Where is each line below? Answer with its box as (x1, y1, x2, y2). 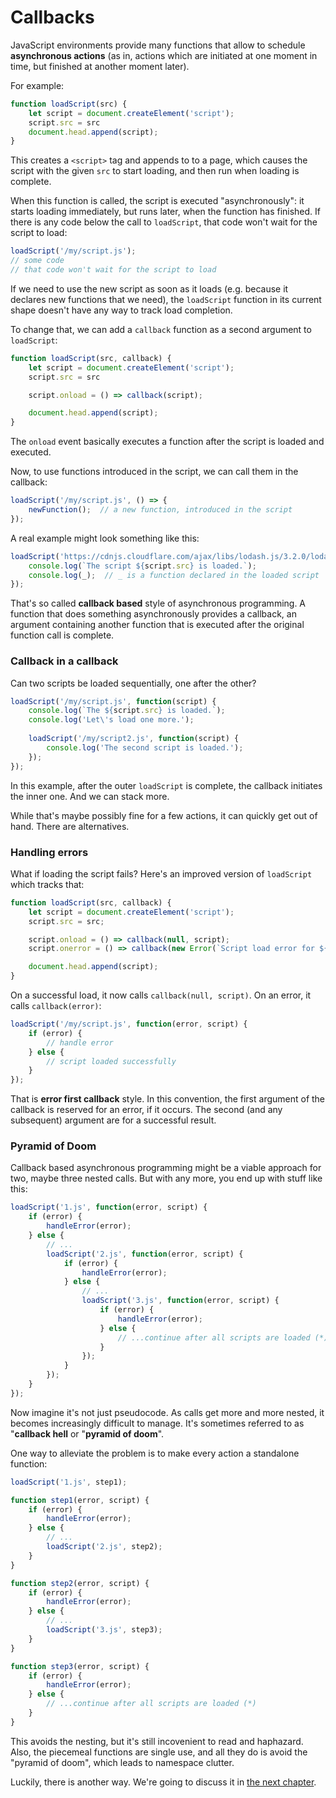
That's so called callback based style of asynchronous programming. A (10, 597, 307, 610)
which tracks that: (10, 878, 85, 890)
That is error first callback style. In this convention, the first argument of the (10, 1093, 326, 1105)
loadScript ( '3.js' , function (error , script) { (81, 1296, 280, 1306)
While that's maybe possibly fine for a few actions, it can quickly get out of (10, 809, 318, 821)
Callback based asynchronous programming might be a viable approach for (10, 1162, 322, 1174)
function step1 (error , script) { (10, 1495, 150, 1505)
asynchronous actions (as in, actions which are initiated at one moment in (10, 49, 318, 61)
